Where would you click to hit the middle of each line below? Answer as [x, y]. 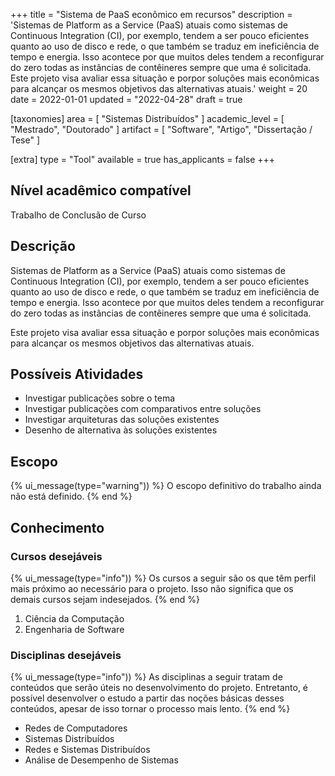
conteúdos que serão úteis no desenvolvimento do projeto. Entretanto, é [159, 688]
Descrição [43, 246]
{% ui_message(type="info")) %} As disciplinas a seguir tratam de [146, 677]
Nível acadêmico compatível [101, 190]
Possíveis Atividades [77, 374]
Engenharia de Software [74, 629]
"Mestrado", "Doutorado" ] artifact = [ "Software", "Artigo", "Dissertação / [161, 129]
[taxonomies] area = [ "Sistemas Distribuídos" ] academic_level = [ [147, 118]
